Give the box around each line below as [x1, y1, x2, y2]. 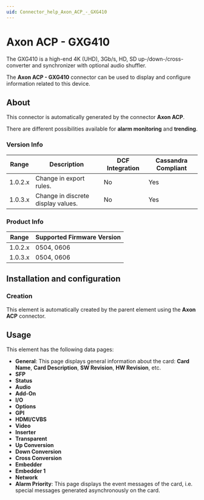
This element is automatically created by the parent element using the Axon [6, 306, 196, 313]
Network [15, 474, 38, 481]
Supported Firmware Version [35, 233, 121, 241]
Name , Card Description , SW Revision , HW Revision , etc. [15, 364, 161, 371]
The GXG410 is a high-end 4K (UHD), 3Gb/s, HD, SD [6, 55, 137, 63]
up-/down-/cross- [138, 55, 184, 63]
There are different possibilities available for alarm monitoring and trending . [6, 125, 198, 132]
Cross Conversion [15, 454, 62, 462]
